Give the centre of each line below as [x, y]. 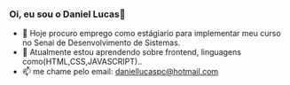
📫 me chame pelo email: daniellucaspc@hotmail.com [120, 72]
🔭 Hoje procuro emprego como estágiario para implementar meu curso [151, 34]
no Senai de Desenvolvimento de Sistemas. [101, 42]
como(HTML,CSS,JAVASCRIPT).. [82, 62]
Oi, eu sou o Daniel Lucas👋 [67, 14]
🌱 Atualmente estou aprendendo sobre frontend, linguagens [132, 52]
